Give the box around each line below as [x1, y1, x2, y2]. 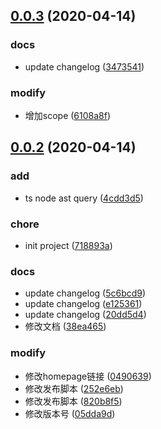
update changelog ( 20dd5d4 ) [24, 309, 147, 321]
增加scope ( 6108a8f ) [24, 109, 112, 121]
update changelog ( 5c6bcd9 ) [24, 287, 147, 299]
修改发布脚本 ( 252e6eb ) [24, 382, 124, 394]
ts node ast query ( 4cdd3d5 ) [24, 192, 144, 204]
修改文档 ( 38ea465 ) [24, 320, 107, 333]
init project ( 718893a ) [24, 239, 113, 251]
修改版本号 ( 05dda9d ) [24, 407, 116, 419]
